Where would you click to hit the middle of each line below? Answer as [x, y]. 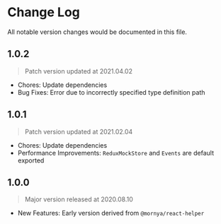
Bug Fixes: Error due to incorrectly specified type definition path [111, 92]
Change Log [44, 12]
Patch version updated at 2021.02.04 [79, 131]
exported [31, 160]
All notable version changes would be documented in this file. [97, 32]
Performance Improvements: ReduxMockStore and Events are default [116, 153]
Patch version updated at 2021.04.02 [79, 71]
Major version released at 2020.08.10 [79, 199]
